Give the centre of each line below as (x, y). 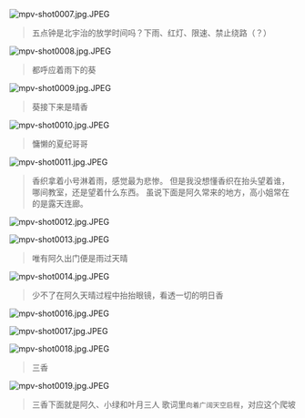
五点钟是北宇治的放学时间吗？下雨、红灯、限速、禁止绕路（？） (151, 33)
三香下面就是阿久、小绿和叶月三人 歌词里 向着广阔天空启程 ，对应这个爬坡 (163, 404)
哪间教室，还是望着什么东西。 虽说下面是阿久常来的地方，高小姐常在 (160, 192)
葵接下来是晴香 (60, 107)
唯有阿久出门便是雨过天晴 (80, 258)
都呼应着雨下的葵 (64, 70)
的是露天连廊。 (60, 204)
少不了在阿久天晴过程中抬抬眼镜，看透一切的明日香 (127, 295)
